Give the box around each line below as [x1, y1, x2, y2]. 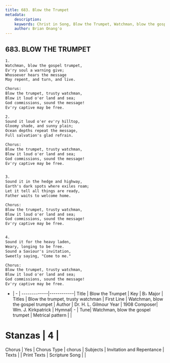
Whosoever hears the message [5, 72, 67, 77]
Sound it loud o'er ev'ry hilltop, [5, 119, 80, 124]
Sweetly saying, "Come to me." [5, 253, 71, 258]
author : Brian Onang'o [14, 26, 62, 31]
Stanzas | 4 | [5, 330, 60, 341]
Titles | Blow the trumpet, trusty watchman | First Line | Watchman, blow [12, 296, 163, 302]
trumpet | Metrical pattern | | [12, 312, 72, 318]
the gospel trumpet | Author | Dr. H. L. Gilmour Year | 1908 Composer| [12, 301, 158, 307]
